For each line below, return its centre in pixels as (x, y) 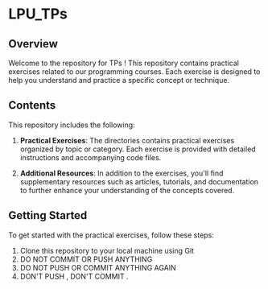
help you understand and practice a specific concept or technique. (119, 80)
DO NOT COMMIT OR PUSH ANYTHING (86, 259)
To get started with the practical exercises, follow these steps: (111, 235)
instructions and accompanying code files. (91, 157)
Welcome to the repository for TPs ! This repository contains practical (124, 63)
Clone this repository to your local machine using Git (107, 250)
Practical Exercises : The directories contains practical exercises (127, 140)
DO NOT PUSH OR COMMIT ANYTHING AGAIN (98, 267)
